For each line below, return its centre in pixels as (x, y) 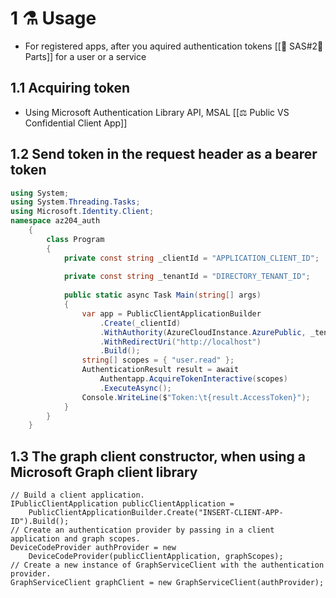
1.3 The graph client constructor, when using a (158, 456)
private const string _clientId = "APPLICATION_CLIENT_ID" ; (191, 258)
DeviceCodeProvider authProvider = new (93, 548)
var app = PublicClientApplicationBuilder (171, 313)
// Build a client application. (77, 495)
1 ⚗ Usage (53, 18)
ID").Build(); (40, 522)
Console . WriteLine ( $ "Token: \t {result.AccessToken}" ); (196, 397)
